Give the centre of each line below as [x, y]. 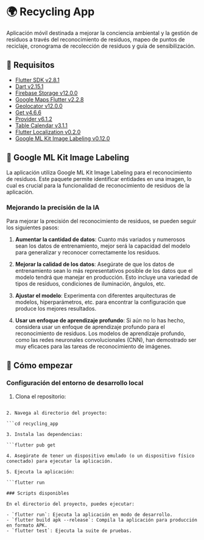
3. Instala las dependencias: [45, 434]
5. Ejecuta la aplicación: [40, 472]
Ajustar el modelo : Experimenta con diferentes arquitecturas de [95, 295]
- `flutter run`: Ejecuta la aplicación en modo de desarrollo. [90, 514]
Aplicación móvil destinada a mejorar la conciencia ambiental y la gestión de [102, 33]
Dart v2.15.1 [29, 86]
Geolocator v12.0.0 [39, 106]
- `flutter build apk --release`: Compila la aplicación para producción [102, 520]
